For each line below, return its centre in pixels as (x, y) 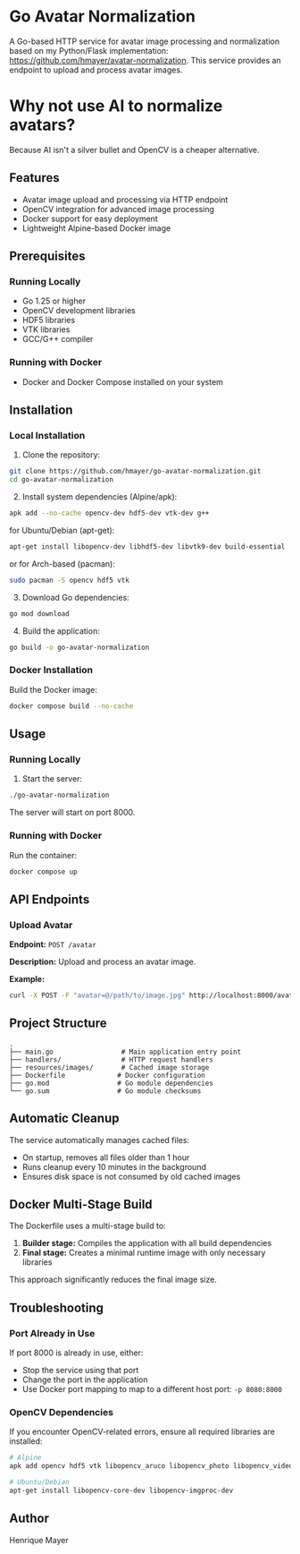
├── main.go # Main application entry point (125, 1052)
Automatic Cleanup (64, 1119)
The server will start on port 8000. (72, 813)
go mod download (39, 614)
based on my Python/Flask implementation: (89, 50)
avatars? (42, 125)
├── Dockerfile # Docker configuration (107, 1075)
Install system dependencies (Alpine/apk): (100, 497)
